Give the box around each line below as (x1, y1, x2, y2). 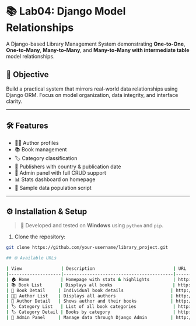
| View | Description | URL (6, 266, 187, 272)
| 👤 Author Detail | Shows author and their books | (6, 299, 174, 304)
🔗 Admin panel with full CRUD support (14, 169, 107, 176)
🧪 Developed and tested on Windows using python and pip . (20, 222, 163, 229)
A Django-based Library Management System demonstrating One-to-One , (6, 40, 185, 47)
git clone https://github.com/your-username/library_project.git (6, 245, 168, 251)
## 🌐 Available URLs (6, 255, 57, 261)
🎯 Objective (6, 70, 49, 79)
